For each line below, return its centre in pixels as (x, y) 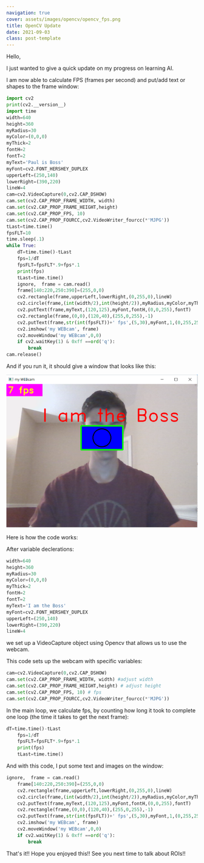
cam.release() (24, 355)
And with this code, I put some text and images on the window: (85, 766)
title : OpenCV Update (34, 26)
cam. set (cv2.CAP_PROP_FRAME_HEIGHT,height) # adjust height (84, 686)
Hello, (14, 56)
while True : (21, 246)
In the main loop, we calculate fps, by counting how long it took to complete (101, 710)
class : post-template (34, 39)
